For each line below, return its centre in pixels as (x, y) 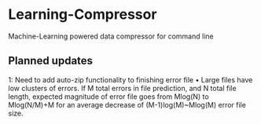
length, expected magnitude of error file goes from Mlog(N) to (109, 97)
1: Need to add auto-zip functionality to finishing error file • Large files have (130, 79)
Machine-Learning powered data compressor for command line (111, 36)
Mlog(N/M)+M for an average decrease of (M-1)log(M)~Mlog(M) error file (127, 104)
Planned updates (50, 61)
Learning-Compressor (83, 15)
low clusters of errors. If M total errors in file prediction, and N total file (123, 88)
